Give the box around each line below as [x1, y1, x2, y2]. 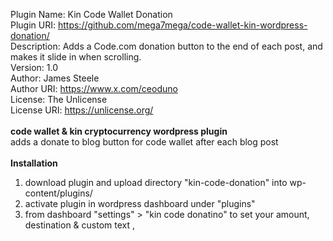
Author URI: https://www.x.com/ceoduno [10, 83, 178, 94]
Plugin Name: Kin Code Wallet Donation [10, 9, 173, 20]
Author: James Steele [10, 72, 100, 84]
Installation [10, 157, 58, 169]
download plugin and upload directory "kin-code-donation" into [24, 177, 288, 188]
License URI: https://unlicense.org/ [10, 104, 154, 116]
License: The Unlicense [10, 94, 108, 105]
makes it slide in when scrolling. [10, 51, 142, 63]
